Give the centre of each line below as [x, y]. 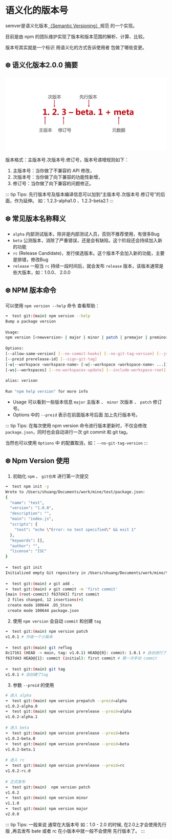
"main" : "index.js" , [32, 519]
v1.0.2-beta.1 [20, 749]
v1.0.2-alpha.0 [21, 706]
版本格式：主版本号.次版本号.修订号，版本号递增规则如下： [67, 160]
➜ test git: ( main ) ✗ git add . [40, 584]
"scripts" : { [24, 524]
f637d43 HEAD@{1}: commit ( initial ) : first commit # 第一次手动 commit [81, 658]
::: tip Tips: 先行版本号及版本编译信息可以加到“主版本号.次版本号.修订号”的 [83, 195]
